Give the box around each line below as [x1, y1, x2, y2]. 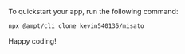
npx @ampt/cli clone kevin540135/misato [8, 22, 145, 30]
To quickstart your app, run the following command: [8, 7, 179, 16]
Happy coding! [8, 36, 57, 46]
